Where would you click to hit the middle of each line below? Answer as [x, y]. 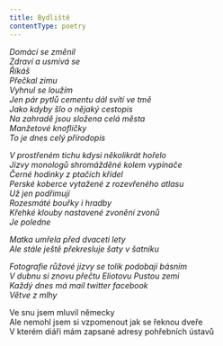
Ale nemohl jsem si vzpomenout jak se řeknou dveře [106, 322]
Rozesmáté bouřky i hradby [61, 202]
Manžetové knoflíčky [48, 128]
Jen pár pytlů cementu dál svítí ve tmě [80, 99]
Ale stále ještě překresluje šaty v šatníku [84, 249]
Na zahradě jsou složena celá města [77, 119]
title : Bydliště [40, 18]
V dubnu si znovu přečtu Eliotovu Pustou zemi [94, 276]
